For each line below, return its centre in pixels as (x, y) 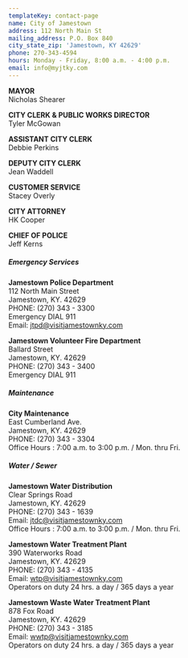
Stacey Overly (32, 195)
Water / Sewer (33, 465)
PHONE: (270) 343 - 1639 (51, 511)
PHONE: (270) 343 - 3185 (51, 628)
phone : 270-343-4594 (43, 53)
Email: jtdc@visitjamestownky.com (65, 520)
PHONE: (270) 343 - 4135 (51, 570)
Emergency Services (44, 262)
